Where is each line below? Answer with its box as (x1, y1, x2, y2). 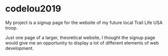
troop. (5, 24, 18, 30)
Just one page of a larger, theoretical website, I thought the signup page (5, 34, 155, 40)
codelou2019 (5, 3, 62, 14)
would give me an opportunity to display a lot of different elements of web (5, 39, 159, 45)
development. (5, 45, 34, 51)
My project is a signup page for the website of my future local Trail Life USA (5, 19, 163, 25)
